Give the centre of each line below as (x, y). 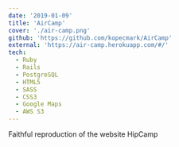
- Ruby (26, 60)
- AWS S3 (30, 112)
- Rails (28, 68)
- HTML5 (28, 82)
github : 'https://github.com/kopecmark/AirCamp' (90, 38)
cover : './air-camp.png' (49, 30)
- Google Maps (39, 104)
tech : (17, 52)
